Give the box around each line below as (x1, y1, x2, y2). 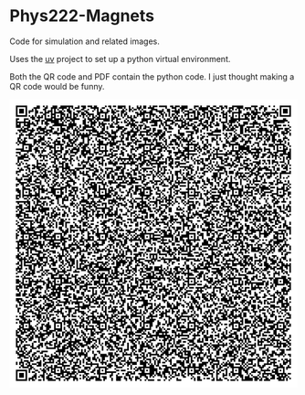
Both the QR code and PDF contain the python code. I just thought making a (9, 70, 295, 82)
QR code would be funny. (9, 80, 105, 91)
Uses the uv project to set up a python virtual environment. (9, 53, 231, 64)
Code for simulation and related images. (9, 36, 160, 47)
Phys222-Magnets (9, 5, 155, 27)
